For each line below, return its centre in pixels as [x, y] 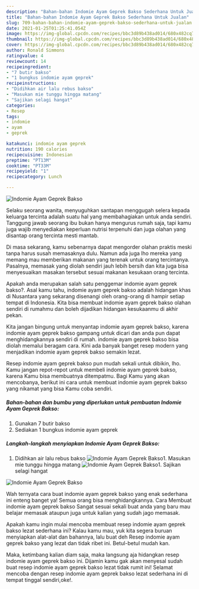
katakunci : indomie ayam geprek [46, 144]
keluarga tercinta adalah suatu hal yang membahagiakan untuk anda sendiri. [99, 217]
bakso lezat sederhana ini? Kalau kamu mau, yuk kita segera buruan [89, 530]
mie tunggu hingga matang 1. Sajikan [98, 464]
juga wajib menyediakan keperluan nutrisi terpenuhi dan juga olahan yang [96, 229]
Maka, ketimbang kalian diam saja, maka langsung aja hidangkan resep [93, 555]
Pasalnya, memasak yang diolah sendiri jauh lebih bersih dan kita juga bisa [97, 266]
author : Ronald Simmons [36, 50]
